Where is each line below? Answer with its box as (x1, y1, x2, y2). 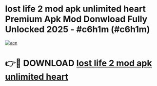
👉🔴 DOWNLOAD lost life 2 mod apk (5, 58, 152, 69)
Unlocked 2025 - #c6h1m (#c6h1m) (5, 24, 150, 35)
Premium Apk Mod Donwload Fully (5, 14, 148, 25)
